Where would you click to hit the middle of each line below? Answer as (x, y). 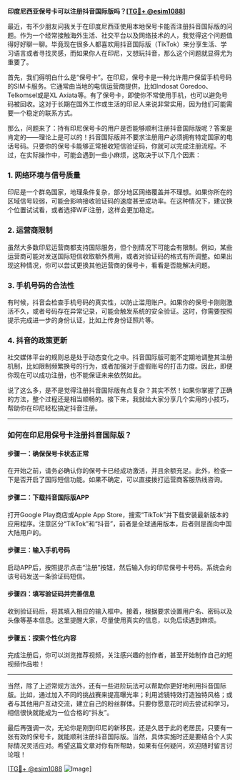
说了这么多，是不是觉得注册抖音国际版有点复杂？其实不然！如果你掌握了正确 (120, 390)
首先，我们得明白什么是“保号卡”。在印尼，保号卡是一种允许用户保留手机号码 (120, 77)
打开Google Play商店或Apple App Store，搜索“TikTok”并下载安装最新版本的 (118, 514)
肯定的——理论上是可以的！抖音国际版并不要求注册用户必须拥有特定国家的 (117, 137)
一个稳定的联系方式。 (45, 113)
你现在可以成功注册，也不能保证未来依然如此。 (76, 375)
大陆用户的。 (26, 532)
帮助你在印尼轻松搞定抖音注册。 (54, 408)
